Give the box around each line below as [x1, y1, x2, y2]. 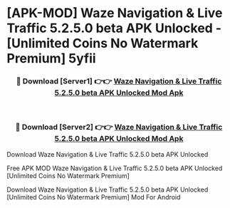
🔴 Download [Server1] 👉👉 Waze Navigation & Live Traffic [16, 76, 222, 86]
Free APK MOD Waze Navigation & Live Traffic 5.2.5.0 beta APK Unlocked [6, 164, 223, 172]
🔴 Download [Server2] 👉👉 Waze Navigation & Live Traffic [15, 123, 223, 132]
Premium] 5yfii [6, 51, 97, 67]
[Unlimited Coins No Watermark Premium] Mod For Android [6, 192, 181, 201]
